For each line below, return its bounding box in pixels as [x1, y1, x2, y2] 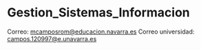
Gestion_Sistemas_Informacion [7, 5, 191, 21]
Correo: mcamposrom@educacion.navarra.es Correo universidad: [7, 27, 195, 36]
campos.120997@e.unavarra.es [7, 34, 97, 42]
